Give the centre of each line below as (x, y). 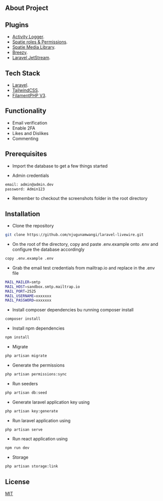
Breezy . (20, 52)
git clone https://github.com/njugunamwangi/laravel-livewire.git (74, 235)
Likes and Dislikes (30, 133)
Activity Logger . (28, 37)
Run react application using (40, 439)
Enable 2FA (24, 128)
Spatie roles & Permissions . (40, 42)
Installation (23, 214)
